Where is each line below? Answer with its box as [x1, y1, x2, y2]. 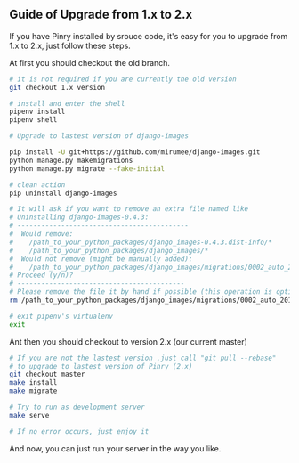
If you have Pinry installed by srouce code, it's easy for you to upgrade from [9, 30, 288, 41]
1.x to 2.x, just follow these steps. [9, 40, 131, 51]
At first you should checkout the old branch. [9, 57, 171, 68]
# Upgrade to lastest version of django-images [9, 132, 190, 141]
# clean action [9, 180, 66, 190]
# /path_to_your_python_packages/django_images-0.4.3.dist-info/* [9, 238, 273, 247]
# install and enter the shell [9, 99, 125, 108]
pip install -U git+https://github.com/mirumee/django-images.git [9, 148, 261, 157]
